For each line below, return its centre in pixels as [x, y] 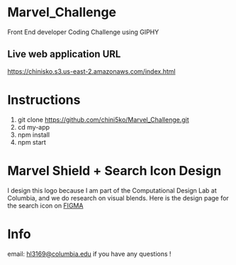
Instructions [44, 100]
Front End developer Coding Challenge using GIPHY [83, 32]
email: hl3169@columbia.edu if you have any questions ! [89, 254]
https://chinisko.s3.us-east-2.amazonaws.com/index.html [91, 71]
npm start [32, 142]
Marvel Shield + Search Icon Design [114, 170]
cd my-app [34, 127]
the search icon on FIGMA [45, 205]
